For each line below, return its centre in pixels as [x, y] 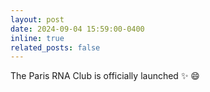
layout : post [37, 19]
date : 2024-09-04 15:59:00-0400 [77, 29]
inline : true [37, 38]
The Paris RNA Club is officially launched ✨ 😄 [105, 76]
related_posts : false [55, 47]
